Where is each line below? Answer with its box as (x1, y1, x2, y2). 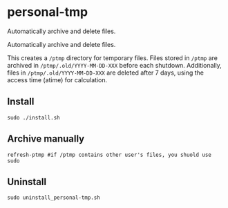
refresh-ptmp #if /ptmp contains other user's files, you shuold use (7, 151, 212, 158)
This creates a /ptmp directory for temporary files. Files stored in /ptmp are (7, 53, 218, 62)
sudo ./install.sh (7, 114, 60, 121)
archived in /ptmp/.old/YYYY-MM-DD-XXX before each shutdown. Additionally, (7, 61, 222, 69)
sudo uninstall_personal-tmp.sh (7, 194, 100, 201)
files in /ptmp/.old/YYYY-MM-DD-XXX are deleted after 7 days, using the (7, 68, 204, 77)
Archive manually (7, 133, 85, 145)
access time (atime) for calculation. (7, 75, 108, 84)
